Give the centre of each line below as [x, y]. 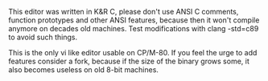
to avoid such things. [43, 37]
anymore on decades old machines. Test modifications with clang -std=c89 [134, 28]
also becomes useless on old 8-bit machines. [84, 70]
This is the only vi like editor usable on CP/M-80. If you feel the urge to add [133, 53]
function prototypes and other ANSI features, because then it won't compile [134, 20]
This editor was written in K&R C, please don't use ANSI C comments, [124, 12]
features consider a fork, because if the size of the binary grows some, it [129, 61]
